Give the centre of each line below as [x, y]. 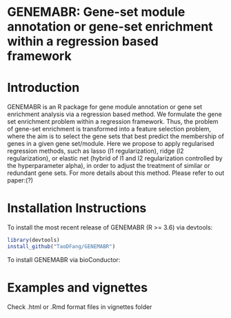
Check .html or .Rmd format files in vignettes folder [80, 307]
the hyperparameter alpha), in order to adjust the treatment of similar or [109, 166]
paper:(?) [20, 180]
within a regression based [83, 41]
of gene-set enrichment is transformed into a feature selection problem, [109, 129]
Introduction [43, 88]
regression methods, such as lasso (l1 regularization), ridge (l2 [96, 151]
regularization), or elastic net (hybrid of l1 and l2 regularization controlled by [115, 158]
